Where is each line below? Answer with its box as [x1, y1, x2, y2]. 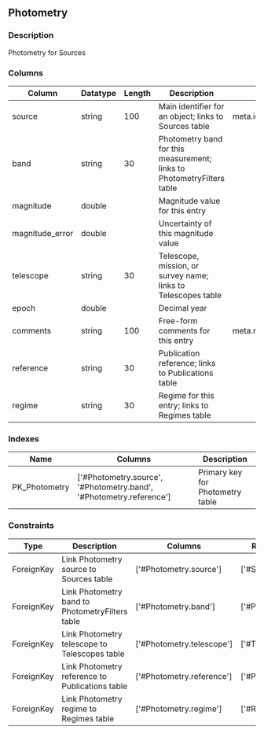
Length [123, 87, 152, 98]
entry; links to [158, 400, 209, 411]
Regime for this [158, 389, 214, 400]
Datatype [81, 87, 116, 98]
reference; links [158, 357, 216, 368]
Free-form [158, 315, 198, 326]
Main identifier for [158, 101, 225, 112]
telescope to [61, 638, 108, 649]
